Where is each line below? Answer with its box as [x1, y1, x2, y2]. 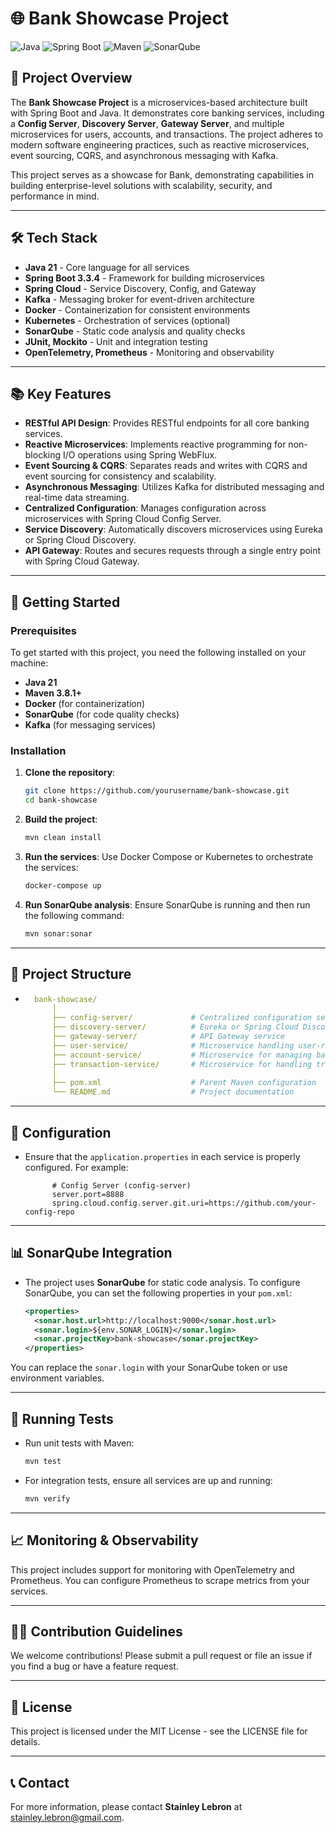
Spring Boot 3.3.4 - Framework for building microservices [24, 272, 265, 284]
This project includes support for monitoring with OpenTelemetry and [10, 1563, 295, 1576]
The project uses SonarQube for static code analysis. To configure [24, 1276, 301, 1288]
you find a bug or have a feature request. [10, 1660, 179, 1672]
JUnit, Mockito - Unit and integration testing [24, 335, 208, 347]
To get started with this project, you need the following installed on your [10, 647, 307, 659]
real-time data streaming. [24, 492, 130, 504]
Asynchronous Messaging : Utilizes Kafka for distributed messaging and [24, 481, 325, 493]
